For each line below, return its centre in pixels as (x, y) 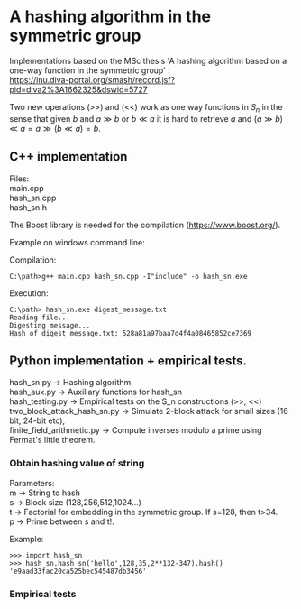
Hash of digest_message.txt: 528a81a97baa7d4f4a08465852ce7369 (131, 333)
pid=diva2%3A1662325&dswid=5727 (78, 89)
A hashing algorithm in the (110, 17)
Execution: (29, 293)
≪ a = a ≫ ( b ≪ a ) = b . (55, 128)
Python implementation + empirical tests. (128, 360)
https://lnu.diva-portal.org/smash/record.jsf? (92, 79)
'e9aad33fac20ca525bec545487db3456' (78, 571)
